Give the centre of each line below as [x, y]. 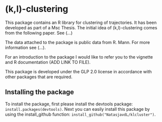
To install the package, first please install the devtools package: [69, 104]
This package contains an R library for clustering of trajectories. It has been [81, 22]
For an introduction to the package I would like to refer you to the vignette [79, 57]
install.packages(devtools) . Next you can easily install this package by [78, 109]
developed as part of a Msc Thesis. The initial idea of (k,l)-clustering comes [81, 27]
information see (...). [26, 47]
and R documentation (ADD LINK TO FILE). [48, 62]
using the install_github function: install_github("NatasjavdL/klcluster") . [81, 114]
